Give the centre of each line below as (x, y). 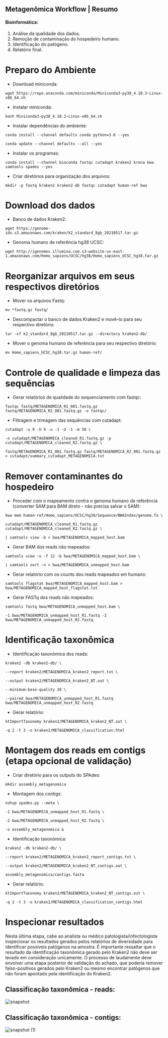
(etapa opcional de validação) (68, 761)
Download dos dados (50, 205)
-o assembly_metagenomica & (35, 830)
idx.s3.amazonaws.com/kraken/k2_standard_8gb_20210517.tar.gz (72, 233)
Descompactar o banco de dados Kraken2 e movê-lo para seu (77, 319)
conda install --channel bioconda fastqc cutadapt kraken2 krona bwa (80, 162)
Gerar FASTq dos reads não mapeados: (53, 598)
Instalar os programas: (36, 153)
